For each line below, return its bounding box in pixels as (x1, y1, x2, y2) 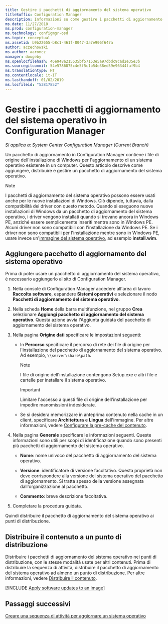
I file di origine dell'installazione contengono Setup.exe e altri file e (20, 372, 157, 378)
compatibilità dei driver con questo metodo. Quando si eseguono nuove (5, 203, 153, 209)
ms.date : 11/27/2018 (5, 21, 49, 27)
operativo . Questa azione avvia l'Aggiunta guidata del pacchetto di (12, 317, 151, 323)
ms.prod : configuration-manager (5, 26, 73, 31)
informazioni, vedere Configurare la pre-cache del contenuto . (20, 423, 147, 429)
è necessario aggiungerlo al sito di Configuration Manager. (5, 276, 126, 282)
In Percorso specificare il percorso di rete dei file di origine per (20, 342, 150, 348)
